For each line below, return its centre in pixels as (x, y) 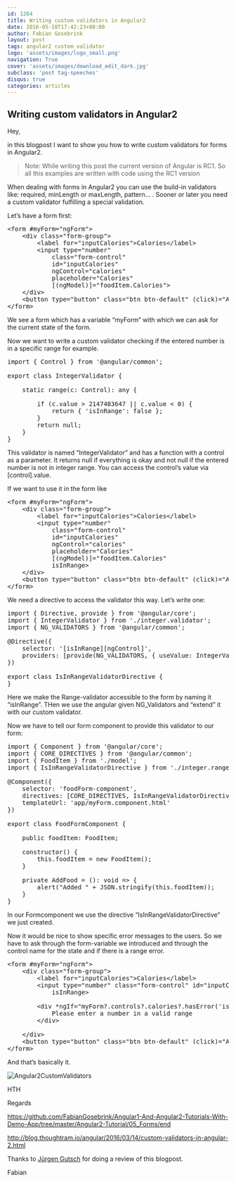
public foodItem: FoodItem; (70, 838)
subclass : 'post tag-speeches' (53, 72)
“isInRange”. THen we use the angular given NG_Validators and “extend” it (114, 705)
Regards (19, 1103)
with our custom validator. (45, 712)
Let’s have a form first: (40, 216)
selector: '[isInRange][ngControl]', (87, 649)
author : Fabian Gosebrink (45, 33)
